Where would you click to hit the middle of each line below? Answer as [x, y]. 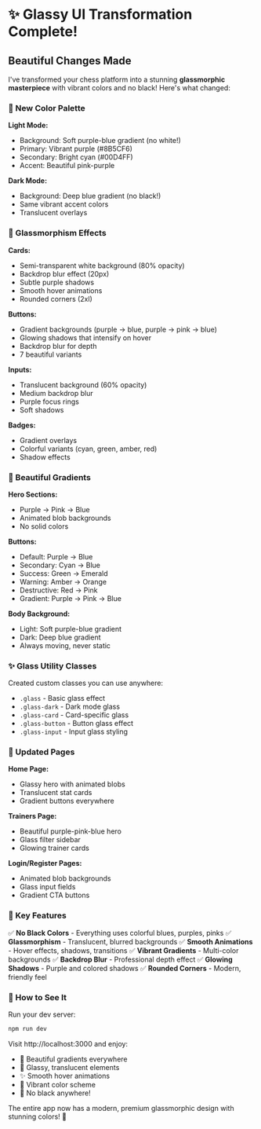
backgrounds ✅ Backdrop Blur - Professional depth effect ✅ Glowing [120, 959]
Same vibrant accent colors [64, 204]
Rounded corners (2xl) [56, 299]
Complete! [43, 32]
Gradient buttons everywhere [67, 801]
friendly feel [27, 977]
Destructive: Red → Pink [58, 590]
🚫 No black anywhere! [55, 1093]
